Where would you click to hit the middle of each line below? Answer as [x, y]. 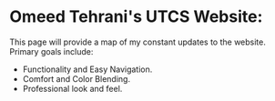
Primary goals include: [51, 51]
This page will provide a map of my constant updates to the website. [137, 42]
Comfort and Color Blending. [76, 78]
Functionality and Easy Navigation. [87, 69]
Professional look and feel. [72, 88]
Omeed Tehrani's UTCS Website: [136, 17]
